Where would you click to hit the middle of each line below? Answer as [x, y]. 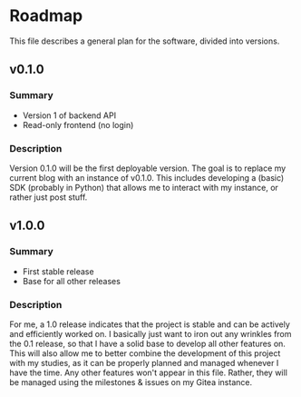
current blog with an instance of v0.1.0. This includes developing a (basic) [147, 177]
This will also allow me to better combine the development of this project [145, 353]
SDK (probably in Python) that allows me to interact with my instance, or [144, 187]
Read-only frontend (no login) [78, 124]
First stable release [58, 271]
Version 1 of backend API [69, 115]
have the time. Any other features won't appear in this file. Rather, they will [149, 372]
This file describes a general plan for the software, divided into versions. [145, 41]
